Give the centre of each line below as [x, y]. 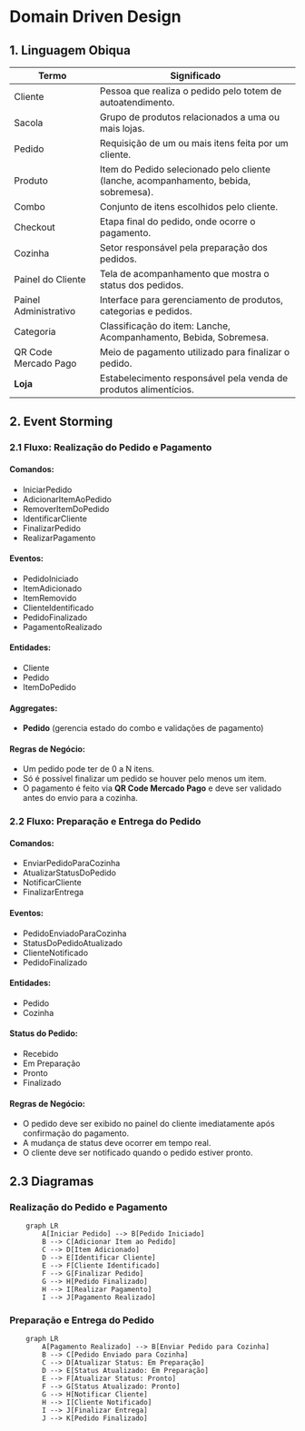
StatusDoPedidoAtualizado [72, 942]
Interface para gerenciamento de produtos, [192, 300]
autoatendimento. [137, 102]
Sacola [29, 123]
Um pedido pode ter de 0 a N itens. [88, 769]
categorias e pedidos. [146, 311]
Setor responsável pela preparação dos [183, 247]
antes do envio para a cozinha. [80, 798]
